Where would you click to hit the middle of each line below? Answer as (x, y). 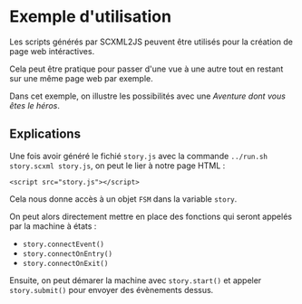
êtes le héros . (35, 105)
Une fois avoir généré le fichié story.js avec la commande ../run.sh (138, 156)
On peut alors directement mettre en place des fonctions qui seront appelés (151, 216)
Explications (45, 134)
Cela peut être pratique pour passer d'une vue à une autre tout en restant (146, 69)
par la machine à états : (53, 226)
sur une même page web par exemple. (81, 78)
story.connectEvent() (63, 244)
